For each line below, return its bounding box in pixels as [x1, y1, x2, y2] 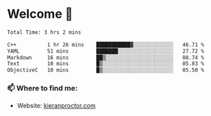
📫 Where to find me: [7, 84, 78, 93]
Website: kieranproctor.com [16, 102, 96, 110]
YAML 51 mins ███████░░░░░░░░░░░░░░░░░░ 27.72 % [7, 47, 205, 54]
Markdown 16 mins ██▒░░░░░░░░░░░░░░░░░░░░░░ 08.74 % [7, 54, 205, 61]
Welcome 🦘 [7, 6, 74, 22]
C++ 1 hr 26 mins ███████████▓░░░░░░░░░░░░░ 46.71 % [7, 41, 205, 48]
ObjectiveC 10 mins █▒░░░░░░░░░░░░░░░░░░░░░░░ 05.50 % [7, 67, 205, 74]
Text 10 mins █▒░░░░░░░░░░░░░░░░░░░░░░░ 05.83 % [7, 60, 205, 67]
